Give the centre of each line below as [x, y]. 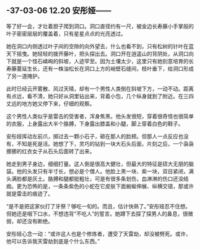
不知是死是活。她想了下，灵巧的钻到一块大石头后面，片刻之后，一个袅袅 [105, 143]
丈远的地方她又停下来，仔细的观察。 [51, 104]
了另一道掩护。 [24, 76]
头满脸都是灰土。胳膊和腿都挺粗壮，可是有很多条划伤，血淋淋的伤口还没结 [97, 179]
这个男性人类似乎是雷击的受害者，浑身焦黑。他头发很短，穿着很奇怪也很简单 [100, 116]
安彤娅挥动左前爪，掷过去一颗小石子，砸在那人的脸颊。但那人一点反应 [92, 136]
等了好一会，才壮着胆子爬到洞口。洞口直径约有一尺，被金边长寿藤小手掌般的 [100, 26]
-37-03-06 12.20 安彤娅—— [59, 11]
